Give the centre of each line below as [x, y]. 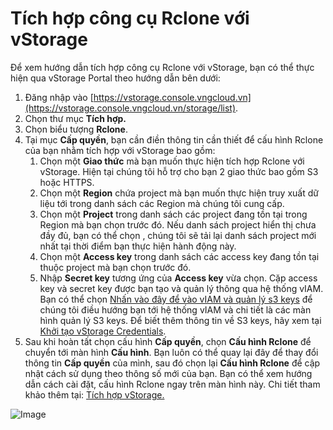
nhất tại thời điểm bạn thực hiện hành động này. [138, 246]
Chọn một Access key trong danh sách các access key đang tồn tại [179, 256]
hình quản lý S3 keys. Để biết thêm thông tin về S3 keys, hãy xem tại [180, 320]
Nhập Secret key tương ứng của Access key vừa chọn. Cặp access [178, 278]
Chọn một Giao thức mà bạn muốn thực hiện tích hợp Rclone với [172, 161]
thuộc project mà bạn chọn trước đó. [115, 267]
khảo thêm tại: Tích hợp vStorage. [94, 394]
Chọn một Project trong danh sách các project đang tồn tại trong [173, 214]
